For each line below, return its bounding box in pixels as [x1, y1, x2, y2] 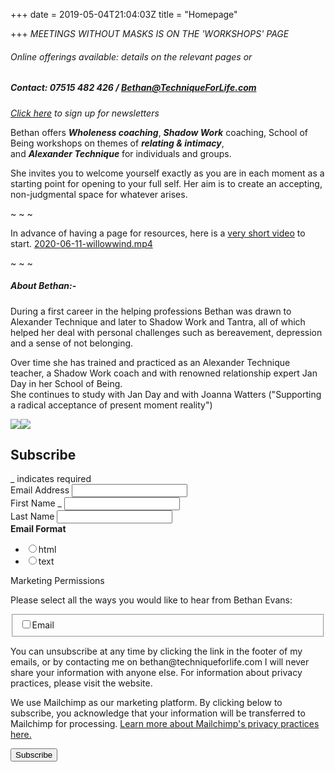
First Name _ [10, 497, 62, 509]
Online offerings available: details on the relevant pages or [10, 50, 253, 63]
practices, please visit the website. [10, 677, 153, 689]
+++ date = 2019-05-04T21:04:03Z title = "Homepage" [10, 9, 238, 20]
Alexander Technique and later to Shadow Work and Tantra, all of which [10, 315, 306, 328]
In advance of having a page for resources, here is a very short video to [10, 227, 306, 239]
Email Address [10, 484, 70, 496]
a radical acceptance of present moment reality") [10, 399, 213, 411]
